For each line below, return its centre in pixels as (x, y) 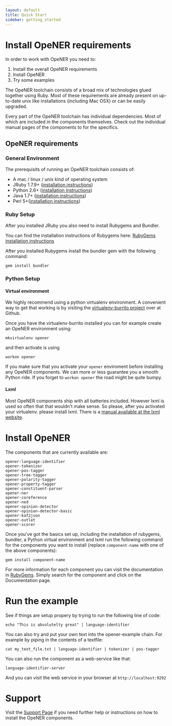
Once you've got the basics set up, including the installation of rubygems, (83, 534)
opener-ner (17, 493)
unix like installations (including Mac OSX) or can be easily (84, 101)
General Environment (32, 158)
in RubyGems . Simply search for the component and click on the (73, 575)
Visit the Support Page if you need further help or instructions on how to (82, 713)
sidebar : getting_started (33, 20)
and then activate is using (33, 348)
